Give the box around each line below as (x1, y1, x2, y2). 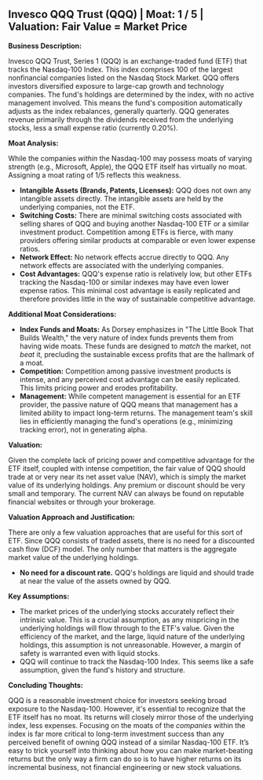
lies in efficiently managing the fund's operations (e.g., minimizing (19, 416, 233, 425)
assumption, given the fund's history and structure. (19, 665, 186, 675)
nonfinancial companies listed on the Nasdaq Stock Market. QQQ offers (8, 72, 239, 83)
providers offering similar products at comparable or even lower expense (19, 235, 256, 245)
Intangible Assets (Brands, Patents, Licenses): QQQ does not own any (19, 186, 251, 195)
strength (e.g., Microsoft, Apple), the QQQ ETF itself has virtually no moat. (8, 162, 247, 171)
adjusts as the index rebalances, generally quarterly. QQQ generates (8, 106, 230, 116)
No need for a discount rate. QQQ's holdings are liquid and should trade (19, 568, 254, 577)
